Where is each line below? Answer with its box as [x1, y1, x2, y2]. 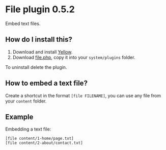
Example [5, 112, 34, 121]
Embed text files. [5, 20, 41, 27]
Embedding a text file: [5, 126, 51, 132]
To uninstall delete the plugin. [5, 64, 67, 70]
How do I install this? [5, 35, 72, 44]
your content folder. [5, 98, 47, 104]
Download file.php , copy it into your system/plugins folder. [12, 54, 135, 60]
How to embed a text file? [5, 79, 88, 88]
